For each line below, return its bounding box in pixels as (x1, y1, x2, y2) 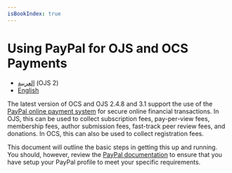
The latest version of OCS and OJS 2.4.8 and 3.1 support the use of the (7, 99, 213, 108)
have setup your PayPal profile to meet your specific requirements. (7, 158, 201, 166)
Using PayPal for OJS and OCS (7, 40, 188, 56)
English (17, 85, 39, 95)
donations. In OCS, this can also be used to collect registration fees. (7, 129, 204, 137)
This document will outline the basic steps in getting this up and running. (7, 143, 218, 151)
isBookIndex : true (7, 10, 61, 18)
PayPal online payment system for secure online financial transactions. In (7, 106, 219, 116)
